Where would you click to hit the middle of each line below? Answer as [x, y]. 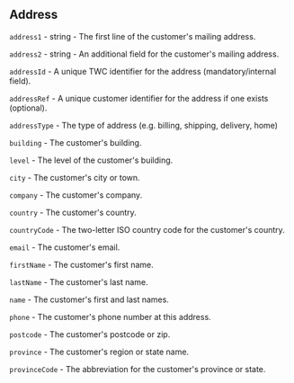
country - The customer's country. [73, 212]
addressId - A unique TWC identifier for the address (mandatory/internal [143, 71]
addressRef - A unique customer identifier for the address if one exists [139, 98]
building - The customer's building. [76, 142]
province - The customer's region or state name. [99, 352]
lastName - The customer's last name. [79, 281]
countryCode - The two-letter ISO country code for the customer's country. [147, 229]
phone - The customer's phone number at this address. [110, 316]
